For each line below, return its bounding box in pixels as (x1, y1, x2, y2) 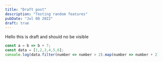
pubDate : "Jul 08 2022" (5, 16, 53, 21)
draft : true (5, 20, 29, 26)
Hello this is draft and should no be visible (5, 34, 89, 40)
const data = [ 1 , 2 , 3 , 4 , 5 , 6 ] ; (5, 48, 64, 53)
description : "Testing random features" (5, 12, 88, 16)
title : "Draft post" (5, 7, 47, 12)
